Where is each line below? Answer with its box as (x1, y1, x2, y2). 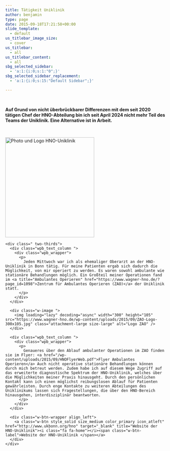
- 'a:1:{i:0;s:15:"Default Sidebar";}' (10, 78, 94, 83)
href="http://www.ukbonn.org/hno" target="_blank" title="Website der (5, 424, 158, 429)
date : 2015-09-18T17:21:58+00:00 (5, 21, 76, 27)
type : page (5, 17, 28, 22)
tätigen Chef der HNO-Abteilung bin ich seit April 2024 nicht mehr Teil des (5, 112, 165, 118)
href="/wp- (44, 352, 67, 358)
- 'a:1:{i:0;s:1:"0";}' (10, 69, 60, 74)
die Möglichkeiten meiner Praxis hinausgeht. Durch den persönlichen (5, 374, 156, 380)
